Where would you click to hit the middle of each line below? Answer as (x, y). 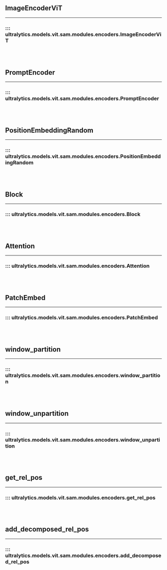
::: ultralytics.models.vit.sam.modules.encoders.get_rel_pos (80, 497)
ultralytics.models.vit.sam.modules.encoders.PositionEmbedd (83, 156)
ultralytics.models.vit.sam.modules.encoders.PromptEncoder (82, 98)
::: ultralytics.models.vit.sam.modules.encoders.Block (73, 215)
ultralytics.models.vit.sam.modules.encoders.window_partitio (83, 375)
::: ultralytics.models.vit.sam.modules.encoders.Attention (78, 266)
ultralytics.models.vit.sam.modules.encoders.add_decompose (83, 556)
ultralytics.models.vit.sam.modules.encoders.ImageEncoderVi (83, 34)
